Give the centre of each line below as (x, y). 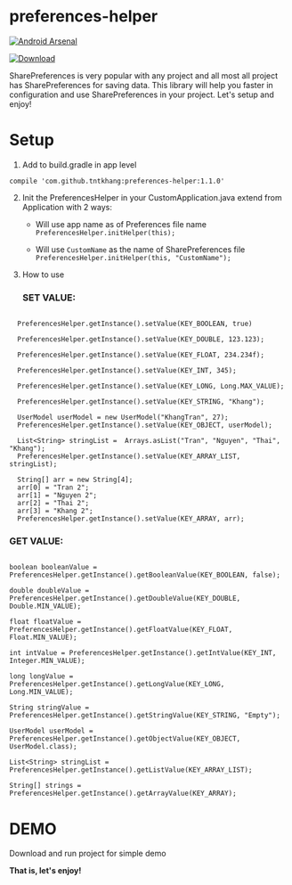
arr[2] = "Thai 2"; (53, 504)
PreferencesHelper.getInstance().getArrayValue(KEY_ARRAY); (123, 794)
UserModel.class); (43, 747)
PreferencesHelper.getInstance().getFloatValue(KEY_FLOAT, (121, 630)
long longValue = (41, 676)
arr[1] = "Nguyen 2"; (57, 496)
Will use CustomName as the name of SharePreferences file (140, 249)
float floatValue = (45, 622)
